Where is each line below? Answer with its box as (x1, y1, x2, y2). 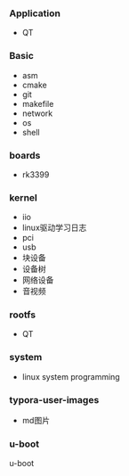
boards (9, 149, 41, 161)
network (21, 108, 53, 119)
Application (9, 7, 60, 20)
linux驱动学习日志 (21, 222, 87, 234)
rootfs (9, 308, 36, 321)
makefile (21, 98, 54, 109)
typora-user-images (9, 393, 100, 406)
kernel (9, 191, 38, 203)
